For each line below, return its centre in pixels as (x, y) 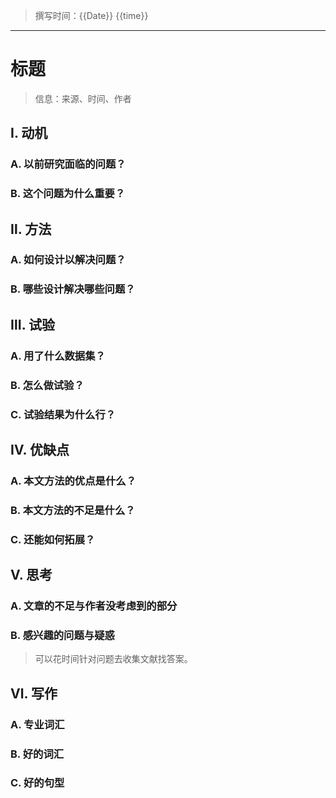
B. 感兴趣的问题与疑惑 (62, 635)
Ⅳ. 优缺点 (40, 449)
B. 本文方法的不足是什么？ (73, 510)
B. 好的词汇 (37, 754)
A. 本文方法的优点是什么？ (73, 481)
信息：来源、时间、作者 (83, 98)
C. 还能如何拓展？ (53, 539)
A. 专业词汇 (37, 724)
